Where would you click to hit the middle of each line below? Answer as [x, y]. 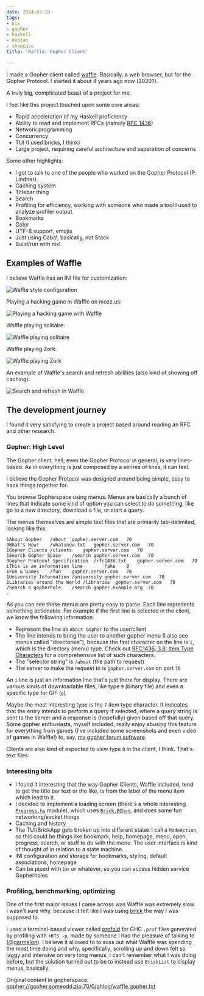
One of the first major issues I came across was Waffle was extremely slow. [101, 904]
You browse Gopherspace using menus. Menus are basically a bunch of [97, 497]
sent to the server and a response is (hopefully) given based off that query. [100, 718]
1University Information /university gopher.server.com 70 [86, 577]
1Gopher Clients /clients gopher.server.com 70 [75, 550]
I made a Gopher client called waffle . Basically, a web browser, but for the [99, 75]
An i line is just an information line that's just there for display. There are [97, 680]
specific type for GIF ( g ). [37, 692]
